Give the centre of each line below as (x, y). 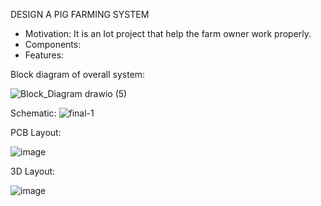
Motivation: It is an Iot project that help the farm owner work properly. (168, 33)
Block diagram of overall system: (78, 74)
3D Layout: (33, 171)
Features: (44, 55)
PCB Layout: (36, 132)
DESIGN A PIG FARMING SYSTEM (80, 14)
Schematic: (33, 113)
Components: (53, 44)
